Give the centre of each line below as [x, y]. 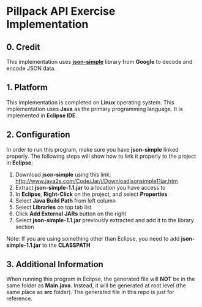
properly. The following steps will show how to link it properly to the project [101, 156]
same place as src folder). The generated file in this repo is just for [90, 292]
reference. [19, 298]
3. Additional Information [55, 264]
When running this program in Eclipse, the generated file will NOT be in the [101, 279]
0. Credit [23, 47]
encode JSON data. [31, 68]
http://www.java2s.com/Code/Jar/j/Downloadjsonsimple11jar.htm [96, 181]
